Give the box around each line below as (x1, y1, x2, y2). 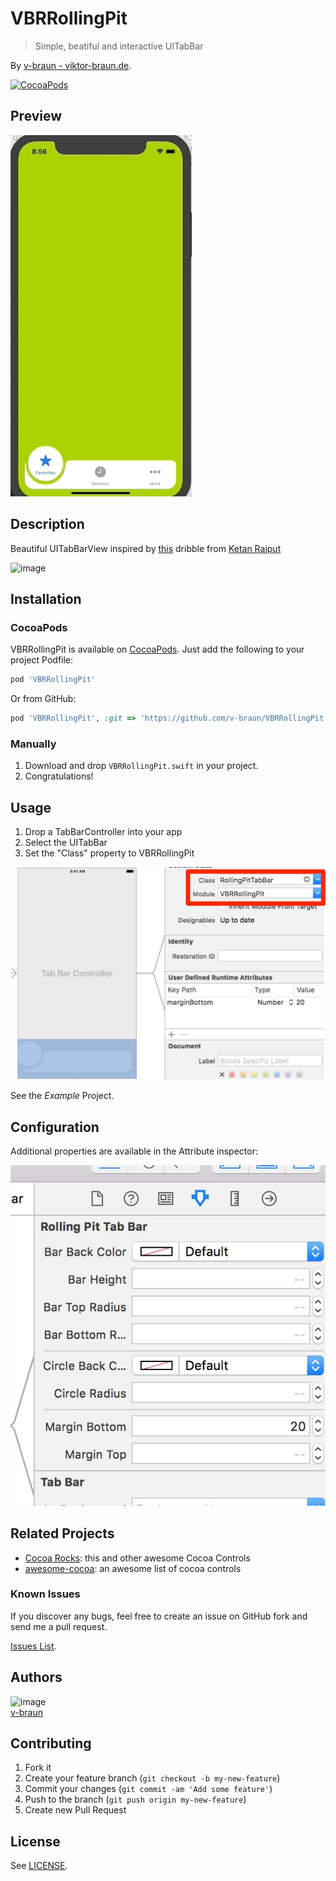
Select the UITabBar (24, 837, 108, 849)
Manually (10, 737, 57, 751)
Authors (10, 1669, 63, 1686)
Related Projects (10, 1525, 115, 1542)
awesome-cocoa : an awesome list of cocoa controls (24, 1562, 242, 1574)
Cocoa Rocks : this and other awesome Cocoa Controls (24, 1552, 251, 1564)
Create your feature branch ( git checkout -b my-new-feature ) (24, 1772, 281, 1784)
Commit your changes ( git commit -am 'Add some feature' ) (24, 1783, 273, 1795)
